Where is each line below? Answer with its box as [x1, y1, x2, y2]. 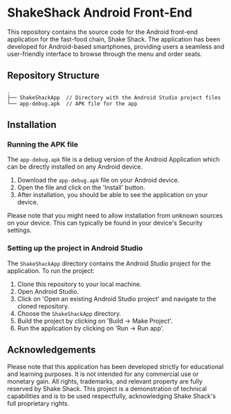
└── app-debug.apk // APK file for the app [7, 100, 138, 107]
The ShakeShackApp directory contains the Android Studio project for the [7, 259, 211, 267]
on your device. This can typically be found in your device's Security [7, 219, 203, 227]
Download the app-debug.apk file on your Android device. [17, 176, 180, 185]
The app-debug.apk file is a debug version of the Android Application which [7, 156, 220, 164]
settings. [7, 226, 33, 234]
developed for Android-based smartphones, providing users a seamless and [7, 42, 225, 50]
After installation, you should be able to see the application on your [17, 191, 208, 199]
